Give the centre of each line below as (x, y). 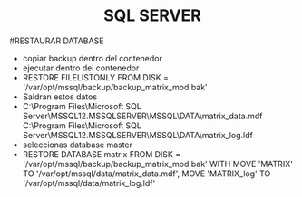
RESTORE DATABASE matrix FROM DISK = (102, 154)
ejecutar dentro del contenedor (81, 68)
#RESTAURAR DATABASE (57, 41)
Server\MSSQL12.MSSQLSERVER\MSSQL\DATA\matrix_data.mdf (142, 116)
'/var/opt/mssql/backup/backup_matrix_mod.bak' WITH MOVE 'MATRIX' (157, 164)
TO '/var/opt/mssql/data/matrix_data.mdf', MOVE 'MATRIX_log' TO (146, 174)
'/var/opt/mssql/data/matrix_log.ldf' (89, 183)
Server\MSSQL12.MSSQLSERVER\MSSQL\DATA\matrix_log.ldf (138, 135)
